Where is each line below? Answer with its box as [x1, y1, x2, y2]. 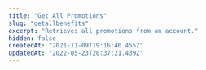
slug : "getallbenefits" [8, 19, 90, 27]
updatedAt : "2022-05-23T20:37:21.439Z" [8, 49, 144, 57]
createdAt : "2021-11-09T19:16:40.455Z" [8, 42, 144, 50]
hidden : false [8, 34, 57, 43]
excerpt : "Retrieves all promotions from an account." [8, 27, 199, 35]
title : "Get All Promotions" [8, 11, 107, 20]
